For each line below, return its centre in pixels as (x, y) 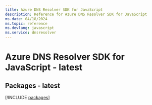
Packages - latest (33, 86)
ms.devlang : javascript (30, 28)
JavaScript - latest (44, 68)
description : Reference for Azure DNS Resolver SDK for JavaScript (76, 14)
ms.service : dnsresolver (31, 33)
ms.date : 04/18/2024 (26, 19)
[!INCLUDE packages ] (27, 97)
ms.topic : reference (26, 23)
